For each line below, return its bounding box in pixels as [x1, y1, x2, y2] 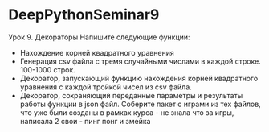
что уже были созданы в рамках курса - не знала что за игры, [19, 107, 234, 118]
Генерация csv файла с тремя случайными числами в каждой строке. [19, 56, 261, 66]
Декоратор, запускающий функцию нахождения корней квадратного [19, 73, 259, 83]
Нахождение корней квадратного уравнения [19, 47, 174, 57]
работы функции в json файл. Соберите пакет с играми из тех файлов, [19, 99, 261, 109]
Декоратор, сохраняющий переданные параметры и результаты [19, 90, 243, 100]
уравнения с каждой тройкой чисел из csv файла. [19, 82, 193, 92]
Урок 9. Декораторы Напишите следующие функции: [8, 32, 190, 42]
